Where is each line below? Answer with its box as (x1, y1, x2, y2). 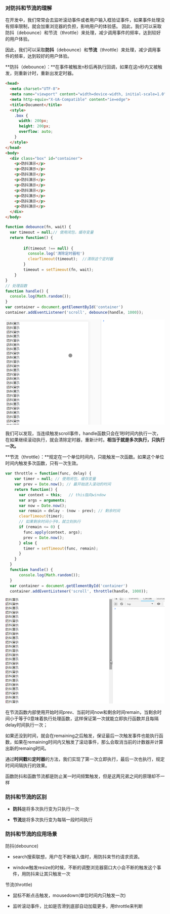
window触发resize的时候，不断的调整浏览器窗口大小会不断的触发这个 (12, 864, 157, 870)
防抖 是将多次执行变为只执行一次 (12, 806, 79, 812)
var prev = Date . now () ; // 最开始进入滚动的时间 (14, 482, 111, 487)
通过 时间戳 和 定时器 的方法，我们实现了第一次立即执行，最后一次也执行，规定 (5, 756, 165, 762)
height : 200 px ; (18, 124, 51, 129)
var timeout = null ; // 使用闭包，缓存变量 (10, 230, 94, 235)
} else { (18, 540, 37, 545)
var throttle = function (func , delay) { (5, 471, 92, 476)
